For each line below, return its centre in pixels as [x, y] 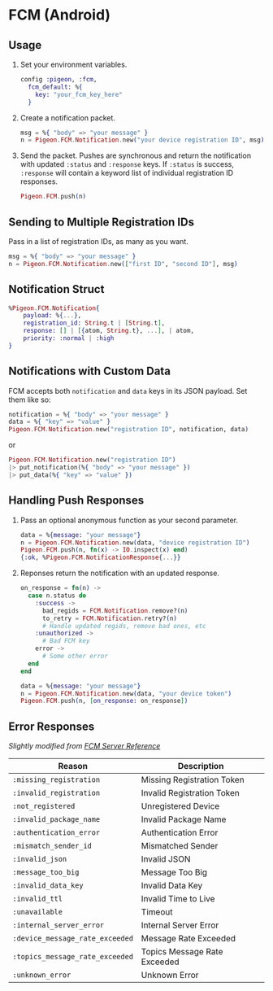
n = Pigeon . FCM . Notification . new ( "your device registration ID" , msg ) [142, 140]
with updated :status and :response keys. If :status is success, [127, 164]
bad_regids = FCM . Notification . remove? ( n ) [115, 611]
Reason [73, 766]
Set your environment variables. [74, 64]
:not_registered [44, 806]
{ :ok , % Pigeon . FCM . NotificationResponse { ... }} [100, 558]
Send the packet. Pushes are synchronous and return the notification [136, 155]
